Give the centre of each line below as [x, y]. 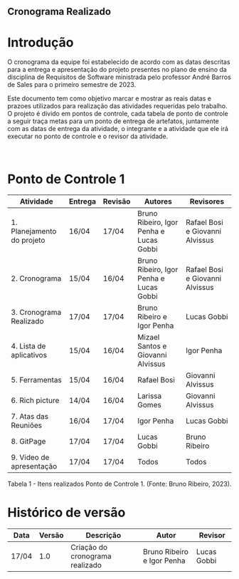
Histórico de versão [67, 513]
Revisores [207, 202]
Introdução [41, 42]
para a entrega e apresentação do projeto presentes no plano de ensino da [117, 70]
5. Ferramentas [36, 380]
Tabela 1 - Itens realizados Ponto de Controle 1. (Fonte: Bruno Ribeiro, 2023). [119, 484]
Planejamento [34, 231]
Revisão [117, 202]
